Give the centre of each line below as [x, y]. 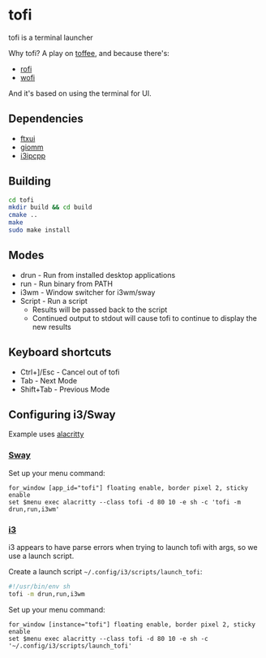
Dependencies [46, 119]
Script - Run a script [54, 301]
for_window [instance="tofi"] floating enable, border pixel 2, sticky [132, 624]
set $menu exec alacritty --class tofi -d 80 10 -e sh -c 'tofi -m [125, 502]
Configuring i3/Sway [62, 415]
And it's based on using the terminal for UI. [80, 93]
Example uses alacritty [46, 434]
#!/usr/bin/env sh [39, 587]
